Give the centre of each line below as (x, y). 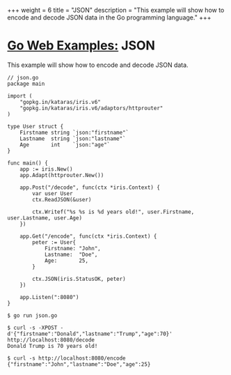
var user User (53, 193)
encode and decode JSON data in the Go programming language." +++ (109, 17)
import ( (20, 96)
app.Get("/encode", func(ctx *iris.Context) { (88, 236)
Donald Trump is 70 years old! (53, 346)
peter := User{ (54, 242)
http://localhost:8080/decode (51, 340)
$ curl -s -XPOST (32, 328)
